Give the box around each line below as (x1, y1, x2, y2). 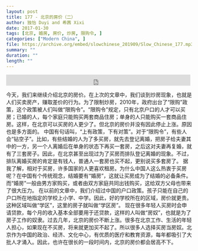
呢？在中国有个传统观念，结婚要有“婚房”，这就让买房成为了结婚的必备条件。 (6, 172, 192, 179)
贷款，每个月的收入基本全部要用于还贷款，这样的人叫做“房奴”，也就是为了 (11, 209, 192, 216)
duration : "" (6, 52, 38, 58)
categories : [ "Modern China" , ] (6, 36, 85, 42)
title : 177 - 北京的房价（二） (6, 14, 76, 20)
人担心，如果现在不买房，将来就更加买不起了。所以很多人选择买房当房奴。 (6, 223, 187, 230)
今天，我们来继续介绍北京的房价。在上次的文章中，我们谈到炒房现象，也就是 (6, 91, 192, 98)
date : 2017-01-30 (6, 25, 49, 31)
